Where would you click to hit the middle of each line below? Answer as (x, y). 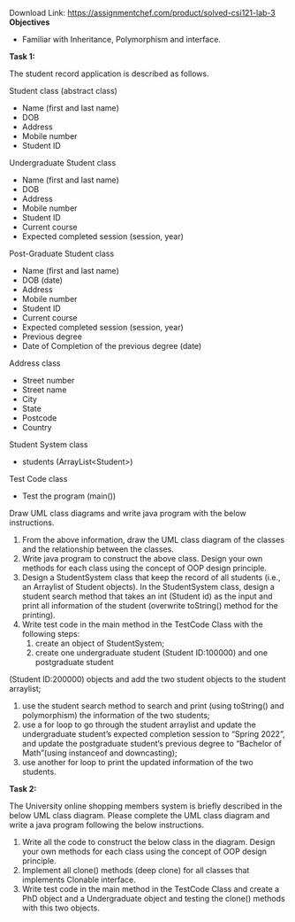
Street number (48, 380)
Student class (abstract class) (63, 91)
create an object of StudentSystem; (100, 643)
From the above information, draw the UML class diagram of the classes (153, 540)
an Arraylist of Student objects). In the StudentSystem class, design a (148, 587)
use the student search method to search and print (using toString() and (153, 706)
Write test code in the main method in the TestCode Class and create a (151, 889)
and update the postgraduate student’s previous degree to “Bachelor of (152, 744)
